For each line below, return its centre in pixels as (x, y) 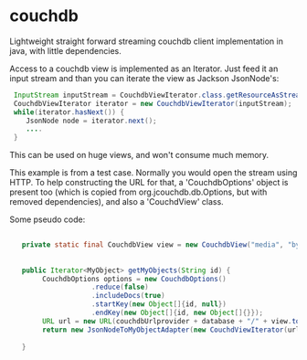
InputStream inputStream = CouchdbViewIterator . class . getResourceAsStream (159, 95)
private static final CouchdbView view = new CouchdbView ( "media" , (153, 245)
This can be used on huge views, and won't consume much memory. (139, 155)
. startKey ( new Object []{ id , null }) (159, 304)
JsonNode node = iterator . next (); (91, 121)
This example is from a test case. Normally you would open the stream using (153, 173)
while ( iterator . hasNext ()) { (69, 112)
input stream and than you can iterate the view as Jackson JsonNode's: (144, 78)
